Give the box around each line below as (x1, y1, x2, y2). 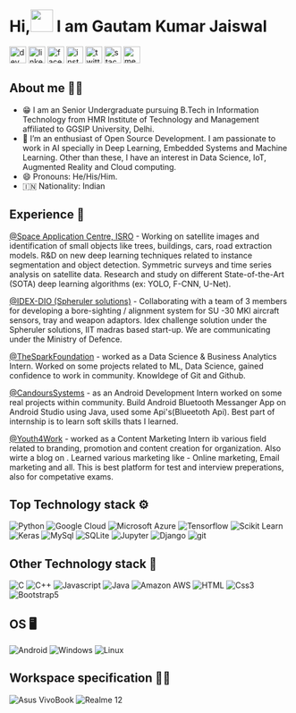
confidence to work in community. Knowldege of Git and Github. (9, 369, 246, 380)
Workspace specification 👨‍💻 (9, 671, 172, 686)
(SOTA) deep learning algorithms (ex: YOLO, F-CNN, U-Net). (9, 278, 232, 289)
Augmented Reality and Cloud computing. (21, 161, 177, 172)
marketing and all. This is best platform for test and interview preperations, (9, 462, 284, 472)
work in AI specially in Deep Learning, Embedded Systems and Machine (21, 142, 288, 153)
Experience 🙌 (9, 207, 85, 223)
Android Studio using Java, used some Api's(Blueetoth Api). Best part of (9, 406, 275, 417)
